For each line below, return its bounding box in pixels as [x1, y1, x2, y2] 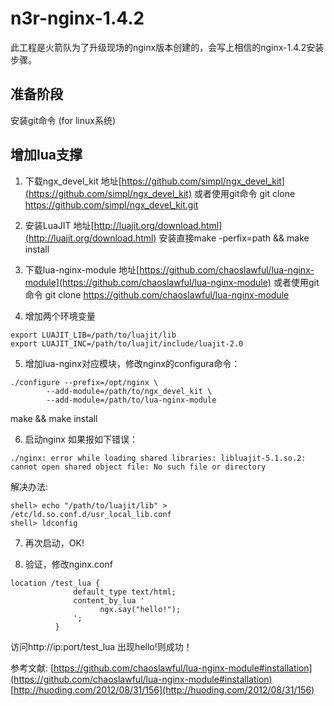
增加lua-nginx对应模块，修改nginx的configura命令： [24, 357, 241, 369]
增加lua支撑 [10, 147, 83, 164]
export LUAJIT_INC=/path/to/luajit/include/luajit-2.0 [10, 338, 244, 349]
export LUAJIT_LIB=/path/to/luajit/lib [10, 330, 177, 340]
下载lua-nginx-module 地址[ [24, 263, 140, 276]
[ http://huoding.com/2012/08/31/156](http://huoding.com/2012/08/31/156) [10, 683, 315, 696]
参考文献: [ [10, 662, 55, 674]
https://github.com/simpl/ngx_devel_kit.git [24, 198, 199, 211]
